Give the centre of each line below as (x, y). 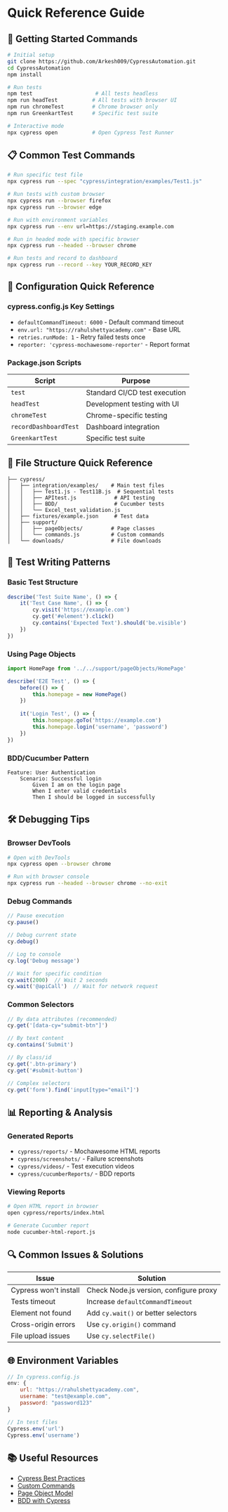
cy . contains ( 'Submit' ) (40, 1045)
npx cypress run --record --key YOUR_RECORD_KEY (80, 265)
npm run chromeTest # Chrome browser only (83, 107)
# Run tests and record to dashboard (62, 258)
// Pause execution (36, 916)
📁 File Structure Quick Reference (80, 463)
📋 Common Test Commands (71, 156)
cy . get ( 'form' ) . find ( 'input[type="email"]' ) (73, 1090)
